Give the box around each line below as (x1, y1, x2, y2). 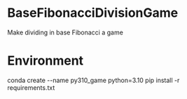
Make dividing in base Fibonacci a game (7, 28, 124, 37)
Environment (7, 53, 84, 69)
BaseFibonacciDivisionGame (7, 5, 179, 21)
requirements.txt (7, 83, 55, 92)
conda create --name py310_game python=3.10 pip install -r (7, 76, 180, 84)
